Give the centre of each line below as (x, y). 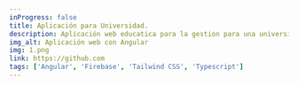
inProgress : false (43, 17)
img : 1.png (29, 50)
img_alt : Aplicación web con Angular (79, 42)
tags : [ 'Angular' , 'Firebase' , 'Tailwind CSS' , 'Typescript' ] (126, 67)
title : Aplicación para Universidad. (79, 26)
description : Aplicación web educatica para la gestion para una (132, 34)
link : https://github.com (57, 58)
